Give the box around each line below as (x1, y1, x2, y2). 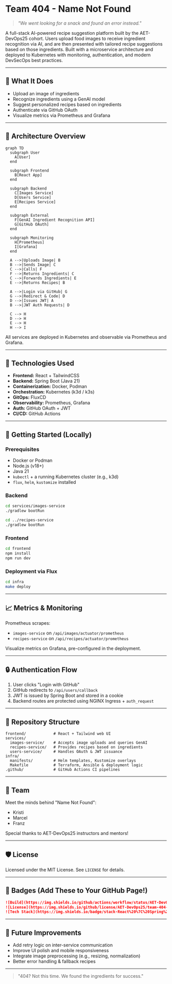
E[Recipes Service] (14, 199, 56, 204)
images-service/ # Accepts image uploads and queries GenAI (10, 740, 147, 746)
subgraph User (10, 150, 40, 155)
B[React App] (14, 172, 42, 177)
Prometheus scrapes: (5, 620, 51, 626)
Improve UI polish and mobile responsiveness (12, 948, 109, 954)
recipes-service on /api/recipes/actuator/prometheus (12, 635, 129, 641)
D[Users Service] (14, 195, 52, 200)
